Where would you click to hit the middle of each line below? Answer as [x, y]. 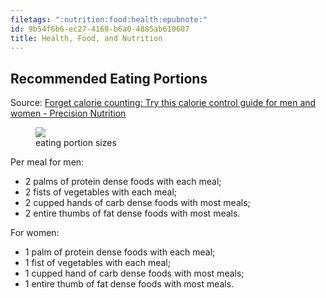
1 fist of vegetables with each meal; [97, 263]
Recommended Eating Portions [109, 78]
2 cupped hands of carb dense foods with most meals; [137, 203]
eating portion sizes [76, 143]
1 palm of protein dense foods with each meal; [120, 252]
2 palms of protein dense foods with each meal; [123, 182]
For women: [35, 233]
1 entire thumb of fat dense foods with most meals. [129, 284]
